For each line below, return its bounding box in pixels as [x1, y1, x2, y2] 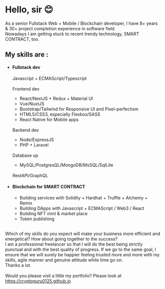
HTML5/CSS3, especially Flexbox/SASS [19, 111, 100, 117]
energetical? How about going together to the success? [5, 236, 118, 241]
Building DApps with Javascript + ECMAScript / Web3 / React [19, 205, 144, 211]
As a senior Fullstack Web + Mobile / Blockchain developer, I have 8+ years [5, 20, 158, 26]
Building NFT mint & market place [19, 210, 88, 216]
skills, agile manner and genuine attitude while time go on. [5, 257, 123, 263]
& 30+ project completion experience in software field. [5, 25, 116, 31]
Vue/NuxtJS [19, 100, 45, 106]
